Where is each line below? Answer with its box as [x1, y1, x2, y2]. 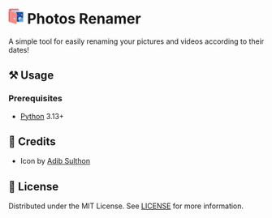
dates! [8, 45, 30, 54]
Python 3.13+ [19, 111, 65, 121]
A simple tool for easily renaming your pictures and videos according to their [8, 36, 265, 46]
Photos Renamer [27, 10, 141, 28]
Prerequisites [8, 93, 63, 105]
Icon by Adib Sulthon [19, 156, 91, 166]
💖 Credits [8, 135, 57, 149]
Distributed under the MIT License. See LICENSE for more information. [8, 201, 244, 211]
